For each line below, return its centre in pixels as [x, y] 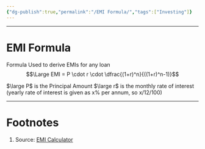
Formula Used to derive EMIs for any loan [59, 64]
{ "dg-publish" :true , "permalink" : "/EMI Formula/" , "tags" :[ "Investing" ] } [99, 12]
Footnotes [33, 123]
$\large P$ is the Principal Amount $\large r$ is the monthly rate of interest [100, 86]
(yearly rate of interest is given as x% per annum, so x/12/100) [85, 92]
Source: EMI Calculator [44, 139]
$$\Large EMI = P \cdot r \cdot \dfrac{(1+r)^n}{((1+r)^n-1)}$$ [103, 74]
